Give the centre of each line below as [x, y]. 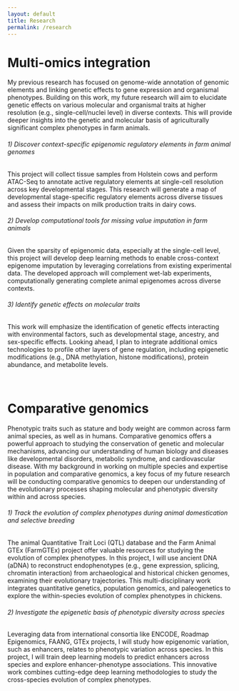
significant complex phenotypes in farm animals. [79, 128]
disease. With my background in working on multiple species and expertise [118, 466]
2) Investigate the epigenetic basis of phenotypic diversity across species [116, 612]
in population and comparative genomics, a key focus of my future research [119, 474]
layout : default [31, 14]
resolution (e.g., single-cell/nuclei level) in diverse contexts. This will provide [120, 113]
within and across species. [47, 496]
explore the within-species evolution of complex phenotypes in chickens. [115, 596]
